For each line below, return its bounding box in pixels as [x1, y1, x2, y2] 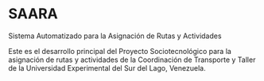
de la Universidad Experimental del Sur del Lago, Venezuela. [8, 63, 206, 72]
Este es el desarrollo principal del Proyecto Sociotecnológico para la [8, 46, 232, 56]
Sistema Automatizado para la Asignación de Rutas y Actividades [8, 31, 222, 40]
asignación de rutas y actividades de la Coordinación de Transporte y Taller [8, 55, 256, 64]
